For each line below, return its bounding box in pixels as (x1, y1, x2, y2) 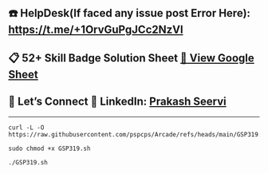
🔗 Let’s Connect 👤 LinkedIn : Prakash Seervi (8, 95, 227, 109)
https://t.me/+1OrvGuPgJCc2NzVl (8, 23, 183, 37)
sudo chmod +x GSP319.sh (8, 144, 91, 152)
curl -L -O (8, 123, 45, 132)
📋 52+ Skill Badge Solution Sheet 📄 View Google (8, 51, 255, 65)
